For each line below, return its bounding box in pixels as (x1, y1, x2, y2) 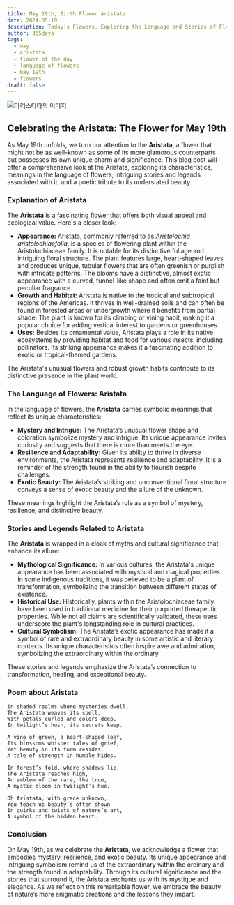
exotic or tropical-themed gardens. (17, 350, 118, 359)
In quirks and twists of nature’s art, (7, 807, 123, 814)
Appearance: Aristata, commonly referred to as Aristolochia (17, 232, 190, 241)
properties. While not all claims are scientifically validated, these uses (17, 612, 217, 620)
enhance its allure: (7, 546, 61, 555)
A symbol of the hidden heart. (7, 814, 98, 821)
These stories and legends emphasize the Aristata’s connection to (7, 662, 197, 671)
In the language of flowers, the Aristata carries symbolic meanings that (7, 405, 212, 413)
